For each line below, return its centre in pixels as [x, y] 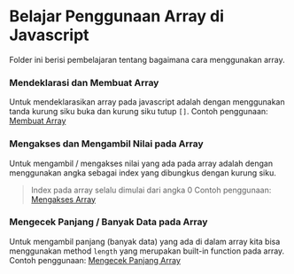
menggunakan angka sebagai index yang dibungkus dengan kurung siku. [143, 172]
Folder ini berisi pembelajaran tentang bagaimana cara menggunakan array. [147, 59]
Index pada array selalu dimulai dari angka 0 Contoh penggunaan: [151, 190]
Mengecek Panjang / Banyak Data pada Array [108, 222]
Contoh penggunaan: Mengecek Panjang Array [95, 260]
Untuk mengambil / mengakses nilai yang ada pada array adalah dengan [141, 163]
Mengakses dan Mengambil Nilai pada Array [106, 144]
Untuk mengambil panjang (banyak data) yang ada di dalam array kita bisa [145, 241]
